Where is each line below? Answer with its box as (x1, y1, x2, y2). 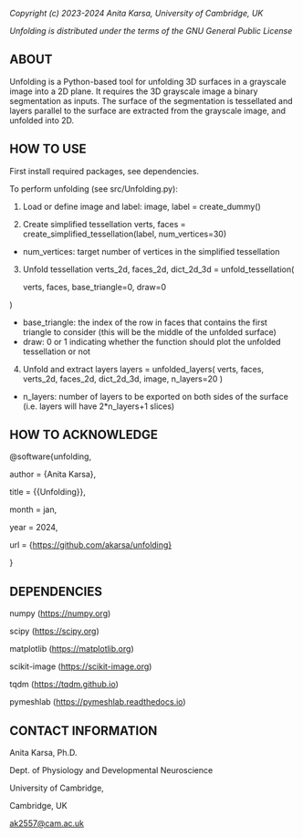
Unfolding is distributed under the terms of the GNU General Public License (9, 26, 293, 36)
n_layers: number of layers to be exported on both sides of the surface (22, 391, 289, 402)
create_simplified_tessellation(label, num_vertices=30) (22, 228, 227, 239)
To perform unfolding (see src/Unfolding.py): (9, 183, 178, 194)
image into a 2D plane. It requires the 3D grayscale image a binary (9, 86, 258, 97)
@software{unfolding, (9, 451, 92, 462)
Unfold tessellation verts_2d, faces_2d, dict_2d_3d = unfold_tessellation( (22, 264, 295, 275)
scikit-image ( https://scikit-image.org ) (9, 661, 152, 672)
